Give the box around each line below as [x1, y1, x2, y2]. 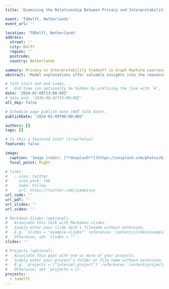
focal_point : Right [10, 160, 51, 165]
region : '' [10, 49, 33, 54]
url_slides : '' [5, 202, 37, 207]
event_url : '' [5, 21, 35, 26]
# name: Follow [5, 183, 46, 188]
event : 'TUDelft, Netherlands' [5, 16, 71, 22]
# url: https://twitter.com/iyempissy [5, 188, 96, 193]
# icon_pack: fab [5, 179, 51, 184]
